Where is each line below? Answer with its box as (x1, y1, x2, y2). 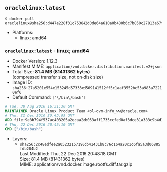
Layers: (12, 136, 28, 142)
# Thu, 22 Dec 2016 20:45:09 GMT (5, 113, 75, 118)
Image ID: (12, 79, 32, 85)
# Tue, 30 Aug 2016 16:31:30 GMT (5, 104, 75, 109)
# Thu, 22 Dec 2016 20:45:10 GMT (5, 122, 75, 127)
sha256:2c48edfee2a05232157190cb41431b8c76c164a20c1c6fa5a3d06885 (19, 142, 161, 147)
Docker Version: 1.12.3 (12, 58, 58, 64)
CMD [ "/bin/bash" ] (5, 127, 43, 132)
